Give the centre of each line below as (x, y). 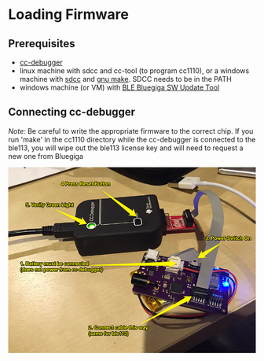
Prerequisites (42, 44)
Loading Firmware (69, 15)
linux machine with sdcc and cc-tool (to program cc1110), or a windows (134, 71)
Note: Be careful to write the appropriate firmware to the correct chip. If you (131, 131)
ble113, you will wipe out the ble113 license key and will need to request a (126, 148)
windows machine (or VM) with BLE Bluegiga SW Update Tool (119, 87)
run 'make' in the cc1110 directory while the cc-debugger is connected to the (132, 139)
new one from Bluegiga (46, 156)
